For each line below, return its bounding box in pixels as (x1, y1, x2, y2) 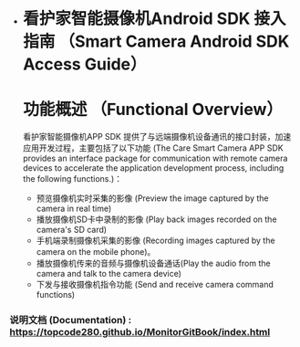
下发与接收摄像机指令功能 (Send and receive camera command (36, 279, 274, 290)
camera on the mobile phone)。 (36, 247, 156, 258)
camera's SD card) (36, 225, 108, 236)
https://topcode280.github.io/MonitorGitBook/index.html (9, 326, 271, 339)
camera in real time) (36, 203, 112, 215)
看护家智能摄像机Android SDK (22, 8, 251, 29)
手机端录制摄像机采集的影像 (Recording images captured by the (36, 235, 275, 247)
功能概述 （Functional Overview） (22, 100, 284, 120)
